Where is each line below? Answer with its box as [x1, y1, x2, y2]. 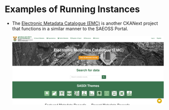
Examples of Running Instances [5, 4, 140, 15]
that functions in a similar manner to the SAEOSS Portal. [12, 25, 129, 31]
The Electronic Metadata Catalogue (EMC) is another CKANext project [12, 20, 158, 26]
